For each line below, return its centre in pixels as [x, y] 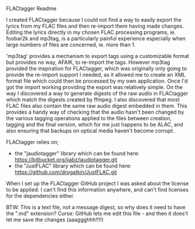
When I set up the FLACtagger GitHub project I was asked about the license [97, 183]
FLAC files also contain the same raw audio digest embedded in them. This [97, 106]
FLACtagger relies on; [33, 142]
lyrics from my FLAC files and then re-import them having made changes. [95, 26]
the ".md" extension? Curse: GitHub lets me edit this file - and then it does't [97, 213]
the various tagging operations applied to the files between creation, [89, 118]
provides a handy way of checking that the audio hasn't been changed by [95, 112]
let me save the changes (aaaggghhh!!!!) [55, 220]
